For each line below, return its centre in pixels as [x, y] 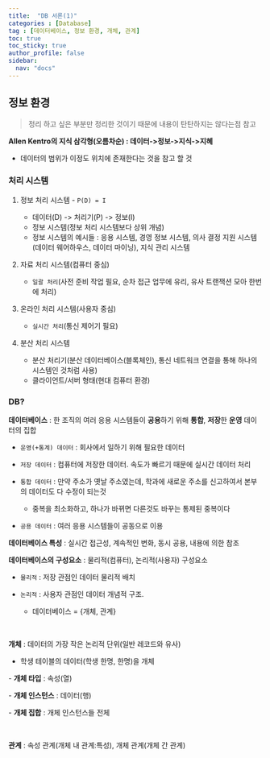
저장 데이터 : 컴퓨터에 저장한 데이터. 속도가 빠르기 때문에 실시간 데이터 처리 [135, 465]
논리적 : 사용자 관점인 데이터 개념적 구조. [82, 594]
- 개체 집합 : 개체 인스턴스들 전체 [59, 713]
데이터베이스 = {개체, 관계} [74, 611]
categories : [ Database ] [50, 23]
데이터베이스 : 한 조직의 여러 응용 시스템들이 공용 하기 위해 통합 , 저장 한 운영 [125, 420]
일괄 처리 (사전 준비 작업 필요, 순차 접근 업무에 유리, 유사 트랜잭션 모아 [139, 281]
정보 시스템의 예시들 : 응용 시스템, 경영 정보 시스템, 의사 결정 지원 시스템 [145, 237]
